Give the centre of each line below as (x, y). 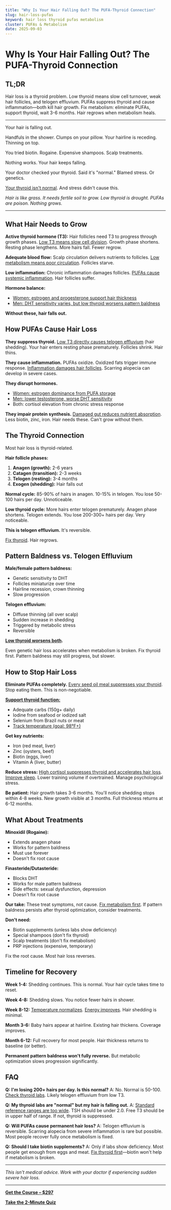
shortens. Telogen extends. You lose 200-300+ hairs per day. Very (75, 514)
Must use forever (31, 853)
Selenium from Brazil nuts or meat (48, 721)
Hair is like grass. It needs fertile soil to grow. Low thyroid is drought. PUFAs (85, 198)
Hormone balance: (25, 288)
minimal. (14, 1015)
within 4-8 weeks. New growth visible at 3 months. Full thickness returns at (84, 798)
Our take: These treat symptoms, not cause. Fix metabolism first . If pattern (84, 904)
